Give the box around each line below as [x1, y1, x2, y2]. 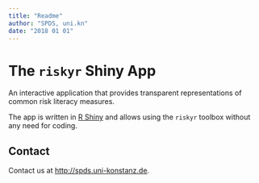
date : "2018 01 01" [8, 27, 74, 35]
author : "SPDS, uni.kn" [8, 19, 89, 27]
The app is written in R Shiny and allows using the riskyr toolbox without [8, 112, 251, 122]
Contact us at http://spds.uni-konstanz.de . [8, 166, 150, 176]
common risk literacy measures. [8, 97, 115, 106]
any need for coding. [8, 121, 78, 131]
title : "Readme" [8, 11, 63, 20]
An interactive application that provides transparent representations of [8, 88, 242, 98]
